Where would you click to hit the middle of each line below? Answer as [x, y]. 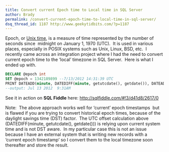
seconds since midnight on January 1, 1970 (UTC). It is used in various [79, 44]
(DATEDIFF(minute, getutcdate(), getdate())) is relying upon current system [83, 123]
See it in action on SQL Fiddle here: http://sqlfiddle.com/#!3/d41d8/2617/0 [82, 98]
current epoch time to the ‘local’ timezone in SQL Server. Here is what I [79, 60]
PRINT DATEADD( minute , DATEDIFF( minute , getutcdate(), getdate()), [77, 84]
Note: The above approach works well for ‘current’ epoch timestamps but [82, 107]
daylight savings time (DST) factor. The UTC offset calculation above [77, 118]
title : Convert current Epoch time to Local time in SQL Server [74, 10]
